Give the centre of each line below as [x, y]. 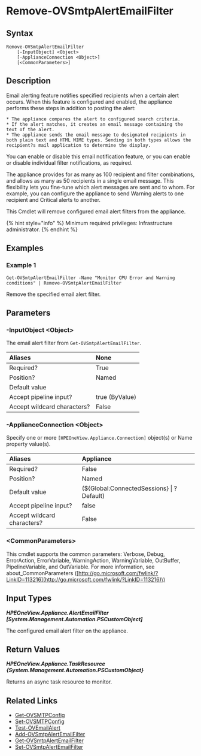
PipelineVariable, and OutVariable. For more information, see [80, 567]
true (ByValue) [116, 397]
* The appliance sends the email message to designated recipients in [96, 135]
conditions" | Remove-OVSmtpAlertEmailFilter [64, 283]
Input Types [29, 598]
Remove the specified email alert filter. [54, 294]
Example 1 [21, 265]
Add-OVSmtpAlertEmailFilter [50, 734]
